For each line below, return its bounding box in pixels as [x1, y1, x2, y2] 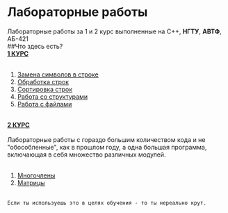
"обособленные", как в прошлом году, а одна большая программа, [7, 143, 207, 151]
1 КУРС [7, 49, 29, 58]
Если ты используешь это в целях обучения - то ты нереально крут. [7, 199, 207, 206]
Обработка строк [17, 77, 70, 86]
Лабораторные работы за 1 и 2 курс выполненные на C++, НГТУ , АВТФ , [7, 27, 222, 35]
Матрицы [17, 178, 45, 187]
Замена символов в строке [17, 70, 99, 79]
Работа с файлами [17, 100, 72, 108]
